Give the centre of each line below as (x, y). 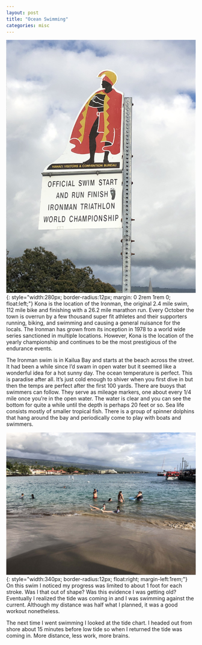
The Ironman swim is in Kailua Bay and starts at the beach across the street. (100, 360)
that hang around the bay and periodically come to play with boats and (94, 418)
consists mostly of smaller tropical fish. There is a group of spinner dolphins (100, 411)
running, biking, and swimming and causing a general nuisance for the (93, 323)
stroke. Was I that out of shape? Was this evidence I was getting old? (91, 592)
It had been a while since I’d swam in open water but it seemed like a (91, 367)
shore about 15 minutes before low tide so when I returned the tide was (94, 629)
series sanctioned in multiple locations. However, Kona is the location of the (100, 336)
